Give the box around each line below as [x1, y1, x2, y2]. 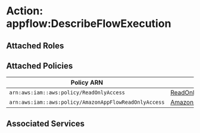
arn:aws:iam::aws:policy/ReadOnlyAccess [9, 89, 125, 96]
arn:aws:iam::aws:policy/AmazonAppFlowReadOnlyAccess [9, 99, 165, 106]
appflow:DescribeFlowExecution [6, 17, 171, 30]
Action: [6, 4, 43, 18]
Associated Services [6, 118, 85, 129]
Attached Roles [6, 41, 64, 51]
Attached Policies [6, 61, 73, 71]
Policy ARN [70, 79, 103, 87]
